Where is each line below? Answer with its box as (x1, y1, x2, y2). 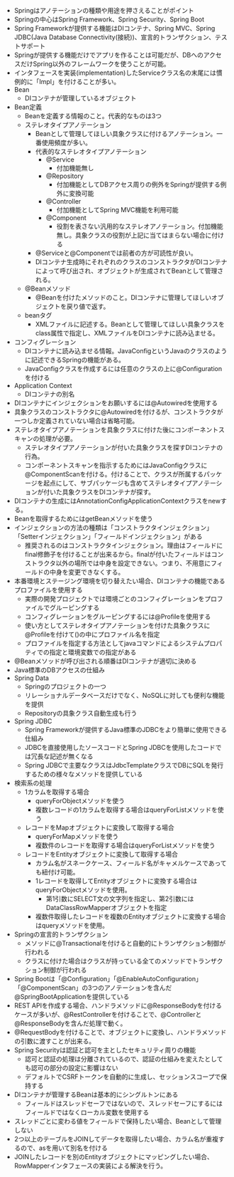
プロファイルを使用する (13, 586, 83, 594)
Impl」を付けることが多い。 (38, 78, 121, 85)
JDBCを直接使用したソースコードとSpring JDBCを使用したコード (24, 743, 216, 751)
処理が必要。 (38, 434, 77, 443)
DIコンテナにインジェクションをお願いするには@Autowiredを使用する (13, 399, 218, 407)
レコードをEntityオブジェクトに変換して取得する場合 (24, 850, 179, 858)
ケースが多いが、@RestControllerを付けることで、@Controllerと (13, 1010, 202, 1018)
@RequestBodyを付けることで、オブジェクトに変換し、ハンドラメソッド (13, 1028, 227, 1036)
